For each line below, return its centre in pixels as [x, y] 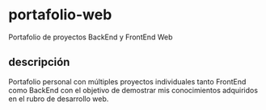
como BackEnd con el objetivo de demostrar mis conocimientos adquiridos [133, 90]
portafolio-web [60, 15]
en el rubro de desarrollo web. [59, 99]
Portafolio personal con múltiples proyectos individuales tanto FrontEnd [127, 81]
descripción [39, 62]
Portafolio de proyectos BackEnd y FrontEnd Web [91, 37]
